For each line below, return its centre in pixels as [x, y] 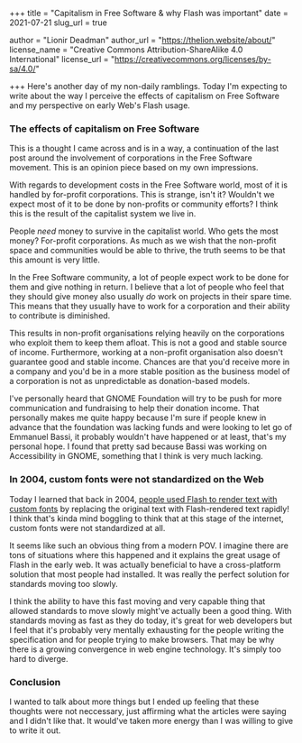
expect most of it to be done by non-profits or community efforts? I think [144, 204]
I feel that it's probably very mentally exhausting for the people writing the [146, 629]
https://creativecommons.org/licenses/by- [193, 59]
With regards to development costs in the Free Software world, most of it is [149, 185]
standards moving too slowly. [64, 583]
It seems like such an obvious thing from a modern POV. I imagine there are [149, 546]
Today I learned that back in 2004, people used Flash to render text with [143, 499]
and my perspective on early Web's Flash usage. [100, 105]
